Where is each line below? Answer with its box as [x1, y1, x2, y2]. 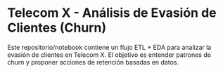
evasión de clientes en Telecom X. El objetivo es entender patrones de [7, 51, 211, 59]
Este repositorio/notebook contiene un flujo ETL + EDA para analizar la [7, 43, 212, 51]
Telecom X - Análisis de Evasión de [7, 5, 217, 21]
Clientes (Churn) [7, 20, 107, 36]
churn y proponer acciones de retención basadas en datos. [7, 58, 179, 66]
